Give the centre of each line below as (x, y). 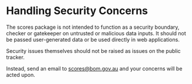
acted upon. (21, 75)
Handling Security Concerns (77, 11)
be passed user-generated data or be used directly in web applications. (93, 39)
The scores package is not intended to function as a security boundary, (93, 27)
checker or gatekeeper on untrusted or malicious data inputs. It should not (96, 33)
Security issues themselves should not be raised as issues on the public (93, 51)
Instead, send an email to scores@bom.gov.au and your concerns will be (94, 68)
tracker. (15, 57)
